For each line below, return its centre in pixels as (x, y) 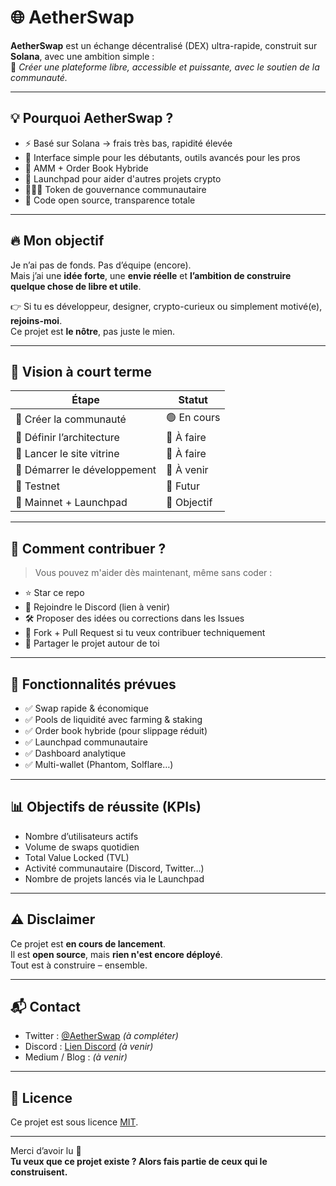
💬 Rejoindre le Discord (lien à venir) (97, 607)
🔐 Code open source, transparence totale (110, 200)
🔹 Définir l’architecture (67, 438)
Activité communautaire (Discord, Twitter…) (114, 868)
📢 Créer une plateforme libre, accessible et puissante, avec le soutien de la (165, 67)
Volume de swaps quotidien (82, 847)
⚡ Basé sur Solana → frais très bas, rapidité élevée (128, 143)
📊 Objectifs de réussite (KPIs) (106, 807)
